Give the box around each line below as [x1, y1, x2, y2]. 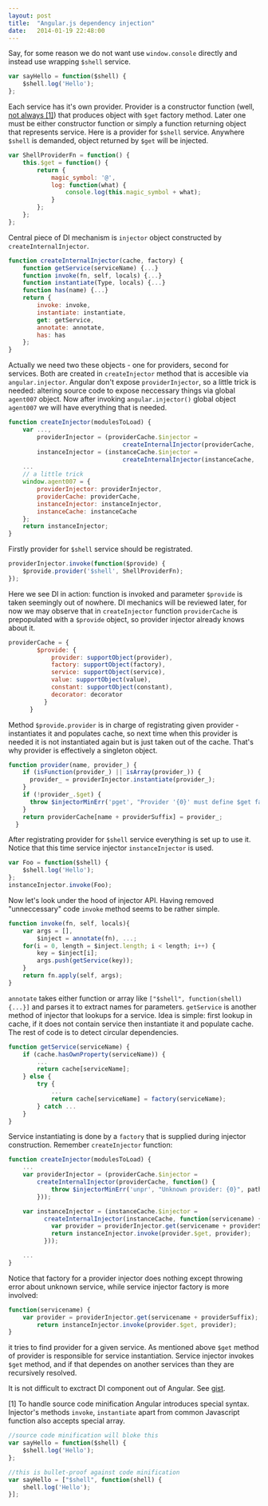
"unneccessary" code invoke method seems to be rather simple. [8, 904, 220, 913]
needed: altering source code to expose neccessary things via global [8, 385, 235, 396]
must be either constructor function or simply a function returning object [8, 119, 247, 128]
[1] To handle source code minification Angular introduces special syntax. [8, 1399, 250, 1408]
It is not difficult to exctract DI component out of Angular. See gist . [8, 1384, 226, 1393]
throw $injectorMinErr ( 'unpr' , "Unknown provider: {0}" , [50, 1185, 245, 1193]
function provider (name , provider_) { [8, 761, 137, 769]
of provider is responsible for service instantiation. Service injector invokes [8, 1351, 254, 1360]
